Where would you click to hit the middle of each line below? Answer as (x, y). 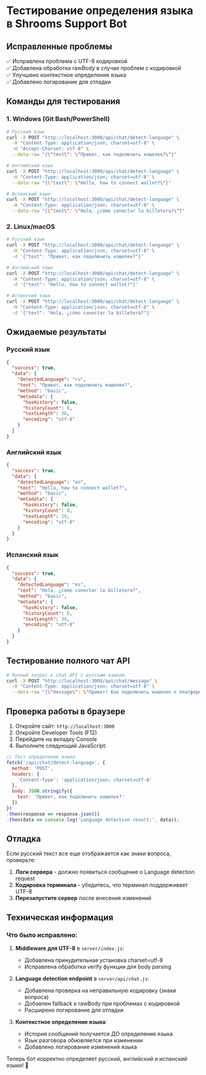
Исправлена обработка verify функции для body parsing (98, 967)
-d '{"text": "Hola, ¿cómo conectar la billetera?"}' (82, 313)
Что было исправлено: (42, 935)
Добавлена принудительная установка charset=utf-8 (94, 960)
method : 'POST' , (32, 768)
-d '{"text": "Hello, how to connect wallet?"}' (75, 285)
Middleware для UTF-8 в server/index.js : (70, 949)
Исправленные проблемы (59, 46)
